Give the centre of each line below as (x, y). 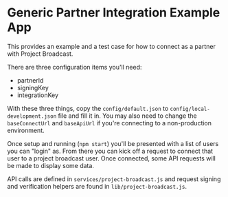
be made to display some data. (51, 165)
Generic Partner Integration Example (114, 13)
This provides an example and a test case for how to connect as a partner (112, 46)
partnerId (30, 80)
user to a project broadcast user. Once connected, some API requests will (112, 158)
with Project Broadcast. (40, 54)
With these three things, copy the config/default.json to (88, 108)
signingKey (33, 87)
